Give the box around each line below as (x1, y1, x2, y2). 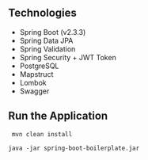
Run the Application (8, 109, 108, 123)
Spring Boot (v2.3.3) (19, 27, 86, 36)
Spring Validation (19, 44, 76, 54)
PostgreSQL (19, 61, 59, 70)
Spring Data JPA (19, 36, 74, 45)
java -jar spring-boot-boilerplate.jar (8, 144, 140, 152)
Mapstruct (19, 69, 54, 78)
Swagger (19, 86, 50, 96)
